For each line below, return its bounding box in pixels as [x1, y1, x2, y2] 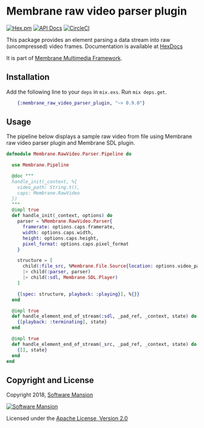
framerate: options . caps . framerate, [22, 224, 115, 230]
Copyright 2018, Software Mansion [6, 391, 93, 399]
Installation [6, 72, 50, 83]
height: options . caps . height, [22, 235, 99, 241]
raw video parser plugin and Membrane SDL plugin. [6, 139, 135, 147]
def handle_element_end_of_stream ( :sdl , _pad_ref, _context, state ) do [12, 313, 197, 320]
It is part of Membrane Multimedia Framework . [6, 54, 123, 61]
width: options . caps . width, [22, 229, 94, 235]
